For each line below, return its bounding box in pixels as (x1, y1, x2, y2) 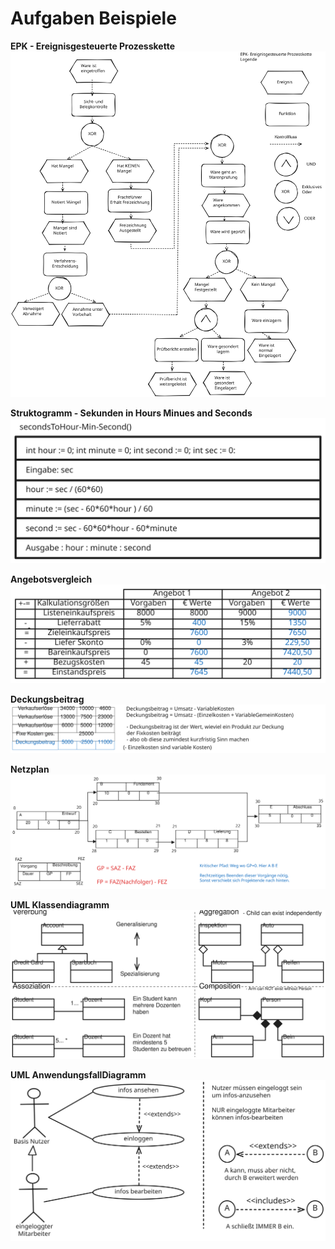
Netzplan (10, 763, 50, 775)
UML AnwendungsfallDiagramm (10, 1069, 147, 1081)
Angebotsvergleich (10, 573, 93, 586)
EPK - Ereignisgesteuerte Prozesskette (10, 40, 175, 52)
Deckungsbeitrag (10, 693, 85, 705)
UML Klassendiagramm (10, 899, 110, 911)
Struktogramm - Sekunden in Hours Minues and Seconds (10, 407, 253, 419)
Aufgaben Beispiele (10, 7, 177, 30)
